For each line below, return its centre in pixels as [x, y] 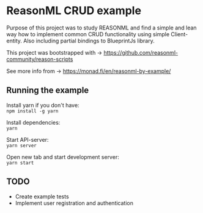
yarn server [21, 145]
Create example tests [42, 196]
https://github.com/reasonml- [141, 52]
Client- [179, 34]
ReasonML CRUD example [74, 11]
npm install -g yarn [33, 111]
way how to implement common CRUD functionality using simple [88, 34]
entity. [14, 41]
